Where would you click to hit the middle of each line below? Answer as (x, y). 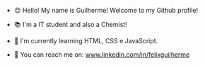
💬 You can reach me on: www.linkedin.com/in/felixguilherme (102, 55)
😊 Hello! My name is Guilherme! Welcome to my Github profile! (106, 10)
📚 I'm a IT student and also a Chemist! (70, 24)
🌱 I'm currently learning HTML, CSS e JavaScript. (86, 41)
